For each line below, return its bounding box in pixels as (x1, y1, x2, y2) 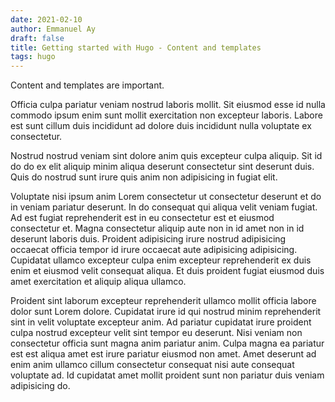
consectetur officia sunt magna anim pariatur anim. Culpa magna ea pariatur (10, 337, 325, 350)
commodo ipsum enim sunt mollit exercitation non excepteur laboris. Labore (10, 109, 323, 121)
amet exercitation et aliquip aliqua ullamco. (10, 276, 187, 288)
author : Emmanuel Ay (10, 24, 97, 34)
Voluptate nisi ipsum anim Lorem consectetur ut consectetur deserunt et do (10, 191, 322, 203)
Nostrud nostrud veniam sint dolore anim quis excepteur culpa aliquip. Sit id (10, 150, 323, 162)
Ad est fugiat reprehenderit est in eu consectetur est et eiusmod (10, 212, 275, 224)
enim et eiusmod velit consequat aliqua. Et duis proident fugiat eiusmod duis (10, 265, 325, 277)
